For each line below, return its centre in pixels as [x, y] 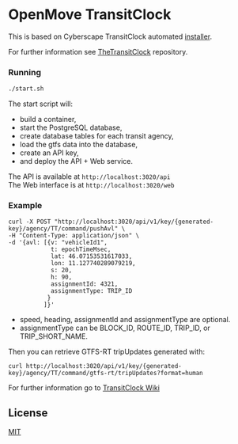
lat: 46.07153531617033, [91, 256]
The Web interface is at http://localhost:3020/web [91, 185]
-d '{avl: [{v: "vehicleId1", [58, 243]
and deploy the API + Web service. [76, 161]
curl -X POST [30, 222]
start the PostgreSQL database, [71, 127]
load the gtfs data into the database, [79, 145]
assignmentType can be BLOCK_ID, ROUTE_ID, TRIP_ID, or [115, 328]
